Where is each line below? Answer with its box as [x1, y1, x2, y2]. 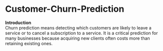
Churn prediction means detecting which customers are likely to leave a [5, 25, 152, 30]
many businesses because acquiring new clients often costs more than [5, 35, 150, 41]
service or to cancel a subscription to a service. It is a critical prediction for [5, 30, 158, 36]
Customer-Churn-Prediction [5, 3, 125, 15]
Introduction [5, 20, 31, 25]
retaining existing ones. [5, 40, 53, 46]
